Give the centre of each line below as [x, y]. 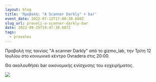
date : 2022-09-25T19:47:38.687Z [38, 28]
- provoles [20, 37]
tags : [10, 32]
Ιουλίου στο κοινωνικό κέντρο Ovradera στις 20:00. [57, 56]
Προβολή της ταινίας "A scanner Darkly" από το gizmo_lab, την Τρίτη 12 [78, 51]
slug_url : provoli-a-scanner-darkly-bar [47, 23]
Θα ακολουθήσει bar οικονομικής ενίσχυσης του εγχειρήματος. [69, 65]
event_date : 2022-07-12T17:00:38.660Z [44, 19]
